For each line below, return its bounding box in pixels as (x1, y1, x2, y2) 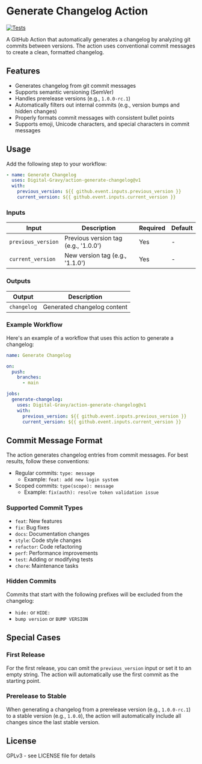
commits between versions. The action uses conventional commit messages (6, 42, 195, 49)
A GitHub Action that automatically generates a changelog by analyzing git (6, 35, 191, 43)
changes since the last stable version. (6, 718, 100, 725)
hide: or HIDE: (14, 609, 50, 616)
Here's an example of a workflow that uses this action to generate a (6, 334, 174, 341)
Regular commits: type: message (14, 469, 95, 476)
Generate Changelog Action (6, 4, 148, 18)
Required (139, 224, 166, 232)
